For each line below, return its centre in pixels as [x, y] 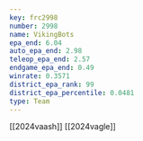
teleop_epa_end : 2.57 [50, 59]
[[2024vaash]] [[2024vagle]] [63, 127]
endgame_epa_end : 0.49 [52, 68]
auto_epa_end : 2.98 [46, 51]
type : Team [30, 101]
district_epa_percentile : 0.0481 [72, 93]
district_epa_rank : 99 [52, 84]
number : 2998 [34, 26]
